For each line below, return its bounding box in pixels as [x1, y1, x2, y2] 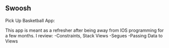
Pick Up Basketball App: [5, 17, 55, 23]
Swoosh [5, 4, 31, 13]
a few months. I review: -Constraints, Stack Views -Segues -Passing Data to [5, 32, 163, 38]
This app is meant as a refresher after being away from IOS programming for [5, 27, 164, 33]
